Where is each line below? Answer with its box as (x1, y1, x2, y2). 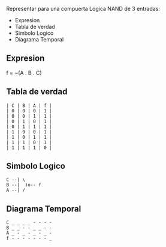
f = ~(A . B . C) (6, 69, 42, 76)
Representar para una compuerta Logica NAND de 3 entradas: (6, 5, 161, 12)
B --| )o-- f (6, 182, 42, 188)
